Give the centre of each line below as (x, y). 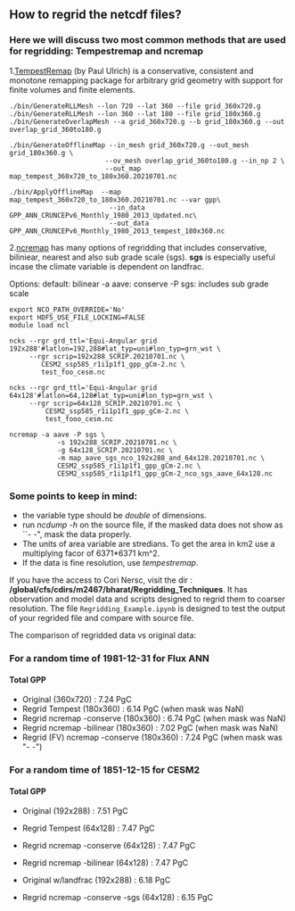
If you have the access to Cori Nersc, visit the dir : (101, 580)
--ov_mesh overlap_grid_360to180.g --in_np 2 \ (195, 161)
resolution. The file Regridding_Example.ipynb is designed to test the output (147, 608)
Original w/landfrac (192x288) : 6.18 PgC (96, 880)
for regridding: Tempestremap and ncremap (106, 51)
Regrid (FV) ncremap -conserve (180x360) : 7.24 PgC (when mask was (152, 737)
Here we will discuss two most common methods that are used (148, 40)
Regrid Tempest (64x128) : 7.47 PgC (88, 828)
